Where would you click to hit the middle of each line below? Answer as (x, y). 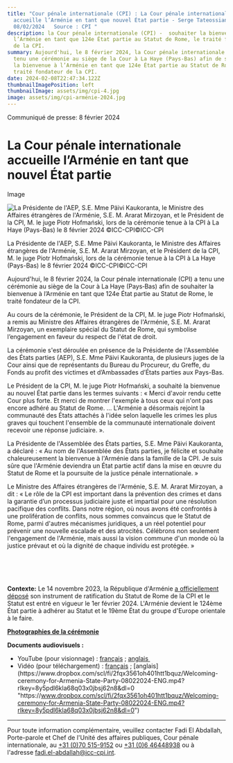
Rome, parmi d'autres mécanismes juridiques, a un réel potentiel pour (107, 523)
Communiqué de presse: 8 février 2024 (63, 117)
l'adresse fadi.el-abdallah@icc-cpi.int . (62, 752)
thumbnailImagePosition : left (51, 85)
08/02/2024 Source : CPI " (55, 26)
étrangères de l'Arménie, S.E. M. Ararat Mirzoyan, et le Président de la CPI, (114, 250)
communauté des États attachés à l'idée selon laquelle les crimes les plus (112, 415)
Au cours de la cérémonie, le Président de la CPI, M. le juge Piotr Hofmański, (116, 314)
